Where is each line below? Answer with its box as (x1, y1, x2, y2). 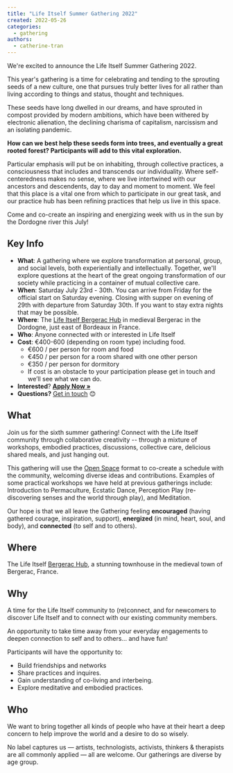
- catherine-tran (13, 42, 64, 49)
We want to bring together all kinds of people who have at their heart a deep (7, 722, 225, 731)
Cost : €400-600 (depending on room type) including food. (17, 337, 186, 346)
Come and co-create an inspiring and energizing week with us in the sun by (7, 210, 224, 218)
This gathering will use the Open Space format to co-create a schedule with (7, 463, 224, 472)
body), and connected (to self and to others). (7, 521, 137, 529)
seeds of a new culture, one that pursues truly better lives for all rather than (7, 83, 223, 90)
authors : (7, 36, 33, 43)
